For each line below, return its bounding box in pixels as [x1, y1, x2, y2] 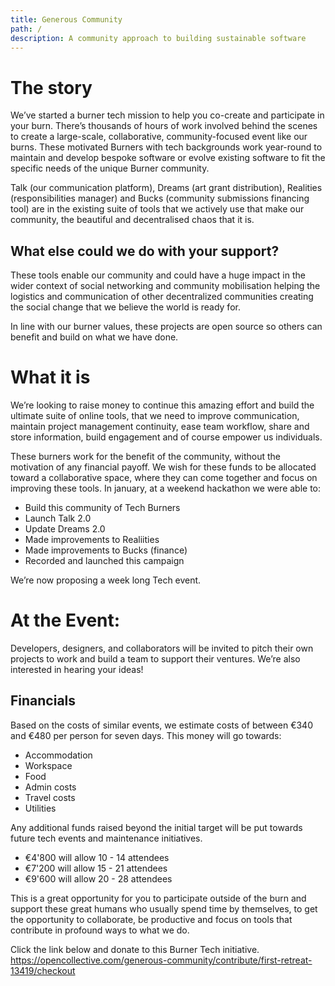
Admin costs [24, 781, 77, 793]
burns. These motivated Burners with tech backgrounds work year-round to [10, 141, 323, 153]
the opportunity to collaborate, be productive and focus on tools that [10, 913, 293, 925]
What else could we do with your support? [10, 242, 280, 260]
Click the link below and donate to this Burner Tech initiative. [10, 943, 260, 955]
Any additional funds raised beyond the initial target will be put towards [10, 821, 303, 833]
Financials [10, 692, 77, 710]
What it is [10, 366, 91, 389]
